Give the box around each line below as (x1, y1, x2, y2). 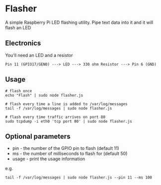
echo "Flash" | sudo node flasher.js (5, 93, 83, 98)
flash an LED (5, 24, 31, 30)
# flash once (5, 88, 32, 93)
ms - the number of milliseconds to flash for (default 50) (12, 151, 128, 157)
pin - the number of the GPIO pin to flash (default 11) (12, 145, 119, 151)
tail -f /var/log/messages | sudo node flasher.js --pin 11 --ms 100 (5, 175, 153, 180)
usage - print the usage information (12, 156, 85, 162)
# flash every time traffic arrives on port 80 (5, 115, 106, 120)
